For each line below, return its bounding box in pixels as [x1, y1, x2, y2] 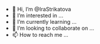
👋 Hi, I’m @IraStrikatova [12, 6, 72, 12]
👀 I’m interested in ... [12, 12, 64, 19]
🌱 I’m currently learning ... [12, 18, 77, 25]
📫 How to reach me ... [12, 32, 68, 38]
